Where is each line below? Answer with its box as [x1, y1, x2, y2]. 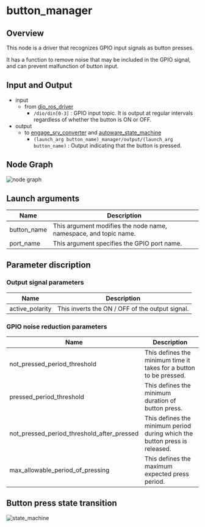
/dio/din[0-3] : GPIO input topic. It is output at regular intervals [33, 109, 193, 117]
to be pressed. [144, 371, 186, 380]
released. [144, 445, 171, 453]
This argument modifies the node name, [52, 222, 167, 230]
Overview [6, 28, 45, 38]
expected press [144, 470, 189, 478]
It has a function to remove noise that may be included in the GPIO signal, [6, 56, 191, 63]
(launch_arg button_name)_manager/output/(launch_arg [33, 136, 173, 142]
